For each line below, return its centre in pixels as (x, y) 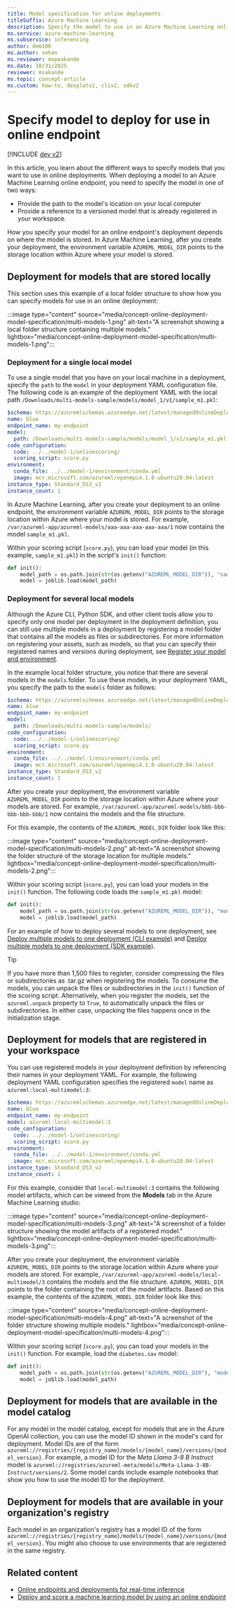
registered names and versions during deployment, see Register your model (116, 651)
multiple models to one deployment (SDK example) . (81, 945)
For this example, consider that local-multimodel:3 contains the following (113, 1187)
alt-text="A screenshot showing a (176, 322)
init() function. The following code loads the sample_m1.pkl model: (105, 892)
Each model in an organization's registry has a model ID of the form (104, 1530)
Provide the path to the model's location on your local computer (109, 204)
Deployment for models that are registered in (107, 1040)
